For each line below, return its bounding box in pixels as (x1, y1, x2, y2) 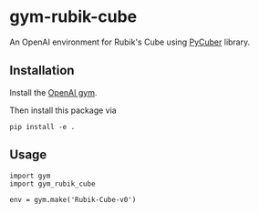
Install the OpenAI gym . (9, 86, 98, 97)
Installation (9, 63, 75, 78)
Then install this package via (9, 105, 117, 116)
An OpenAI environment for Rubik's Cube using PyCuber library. (9, 36, 251, 47)
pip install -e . (9, 122, 76, 131)
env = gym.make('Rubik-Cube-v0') (9, 195, 137, 204)
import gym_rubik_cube (9, 179, 96, 188)
